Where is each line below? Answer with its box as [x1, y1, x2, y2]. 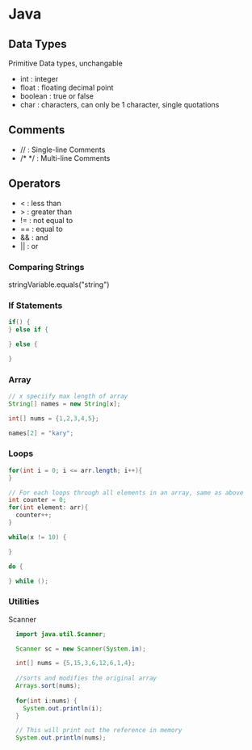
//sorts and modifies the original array [15, 674, 157, 683]
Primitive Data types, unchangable [8, 58, 123, 68]
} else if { [8, 326, 48, 334]
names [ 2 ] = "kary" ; [8, 429, 74, 437]
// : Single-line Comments [19, 145, 106, 154]
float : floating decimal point [19, 82, 114, 92]
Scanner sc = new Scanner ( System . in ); [15, 644, 147, 653]
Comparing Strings [8, 261, 85, 272]
